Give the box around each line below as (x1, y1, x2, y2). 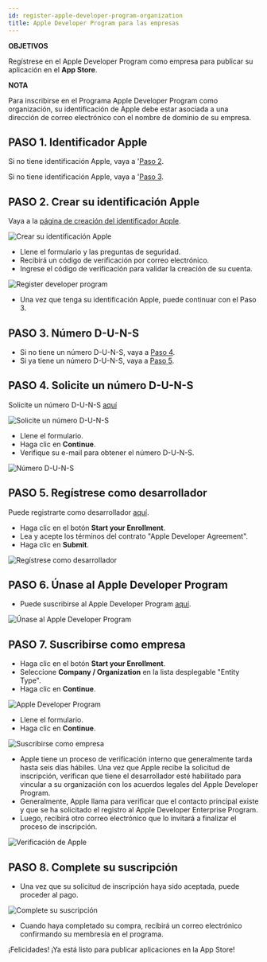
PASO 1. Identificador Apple (8, 135, 148, 149)
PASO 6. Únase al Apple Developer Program (8, 578, 228, 591)
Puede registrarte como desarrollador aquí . (8, 507, 149, 517)
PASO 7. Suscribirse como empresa (8, 637, 186, 651)
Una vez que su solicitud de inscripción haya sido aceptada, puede (19, 882, 240, 891)
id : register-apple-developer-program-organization (8, 11, 183, 20)
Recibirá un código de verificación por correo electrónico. (19, 255, 210, 265)
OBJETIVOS (8, 41, 48, 50)
